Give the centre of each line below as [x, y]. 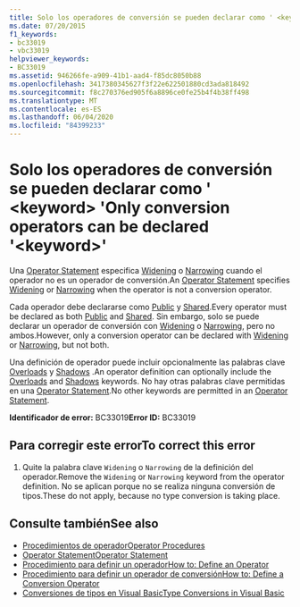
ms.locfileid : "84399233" [57, 126]
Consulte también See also [84, 524]
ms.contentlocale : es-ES [55, 109]
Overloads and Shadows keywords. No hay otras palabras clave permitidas [147, 381]
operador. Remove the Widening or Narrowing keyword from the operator [154, 476]
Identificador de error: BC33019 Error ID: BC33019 [103, 417]
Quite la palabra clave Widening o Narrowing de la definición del [137, 467]
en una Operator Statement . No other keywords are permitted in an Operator [149, 391]
